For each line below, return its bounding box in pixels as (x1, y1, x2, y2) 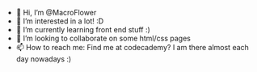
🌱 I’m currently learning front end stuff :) (15, 25, 151, 34)
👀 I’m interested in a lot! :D (15, 16, 104, 26)
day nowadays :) (15, 54, 72, 64)
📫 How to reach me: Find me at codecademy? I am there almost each (15, 43, 249, 52)
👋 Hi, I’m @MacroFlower (15, 8, 97, 17)
